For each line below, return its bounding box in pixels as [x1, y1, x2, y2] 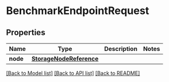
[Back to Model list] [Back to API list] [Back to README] [6, 70, 140, 77]
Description [104, 45, 137, 53]
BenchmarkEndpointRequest [6, 4, 150, 18]
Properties [6, 28, 46, 37]
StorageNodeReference [31, 54, 99, 63]
